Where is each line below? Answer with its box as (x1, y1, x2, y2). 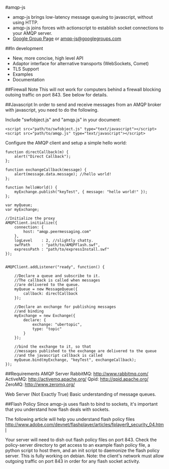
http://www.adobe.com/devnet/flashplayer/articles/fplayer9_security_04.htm (5, 421, 164, 428)
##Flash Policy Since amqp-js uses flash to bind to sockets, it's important (5, 401, 158, 407)
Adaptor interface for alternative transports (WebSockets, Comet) (12, 61, 149, 66)
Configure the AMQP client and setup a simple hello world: (5, 140, 127, 146)
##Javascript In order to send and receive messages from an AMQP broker (5, 102, 161, 108)
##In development (5, 45, 43, 51)
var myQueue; (5, 203, 33, 208)
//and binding (14, 309, 44, 314)
